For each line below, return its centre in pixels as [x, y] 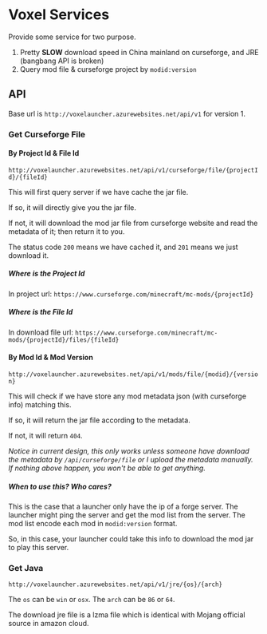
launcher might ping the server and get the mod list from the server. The [127, 515]
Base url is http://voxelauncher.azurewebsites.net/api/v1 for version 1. [127, 113]
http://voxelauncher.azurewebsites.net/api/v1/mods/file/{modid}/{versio [133, 374]
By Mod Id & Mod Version [51, 358]
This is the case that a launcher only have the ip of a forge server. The [123, 506]
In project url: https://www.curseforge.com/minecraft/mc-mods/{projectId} [131, 294]
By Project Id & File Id [44, 153]
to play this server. [39, 547]
